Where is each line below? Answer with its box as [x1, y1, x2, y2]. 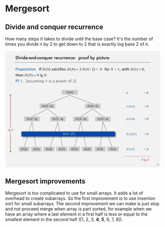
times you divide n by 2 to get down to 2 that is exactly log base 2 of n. [5, 41, 150, 47]
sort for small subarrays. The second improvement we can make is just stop [5, 201, 160, 207]
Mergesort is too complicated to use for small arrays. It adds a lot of [5, 190, 143, 196]
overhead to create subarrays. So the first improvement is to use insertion [5, 195, 156, 201]
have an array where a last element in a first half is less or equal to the [5, 211, 148, 217]
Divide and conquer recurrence [5, 23, 104, 31]
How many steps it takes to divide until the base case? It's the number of [5, 36, 153, 42]
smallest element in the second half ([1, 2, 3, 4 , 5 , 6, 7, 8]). [5, 217, 124, 223]
